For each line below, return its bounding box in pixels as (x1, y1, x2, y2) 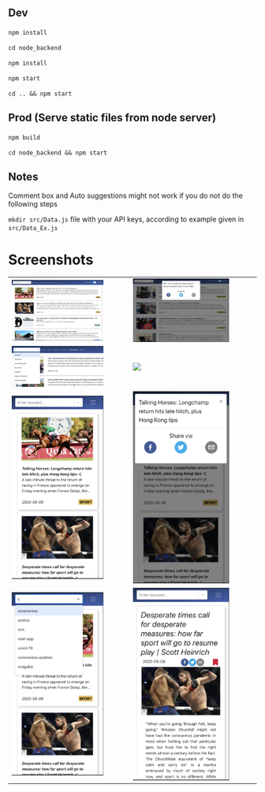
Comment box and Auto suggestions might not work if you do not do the (8, 191, 243, 200)
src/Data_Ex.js (8, 225, 58, 232)
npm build (8, 133, 41, 141)
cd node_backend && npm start (8, 149, 108, 157)
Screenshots (8, 251, 94, 269)
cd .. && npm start (8, 90, 73, 98)
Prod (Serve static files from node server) (8, 111, 217, 125)
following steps (8, 199, 58, 209)
